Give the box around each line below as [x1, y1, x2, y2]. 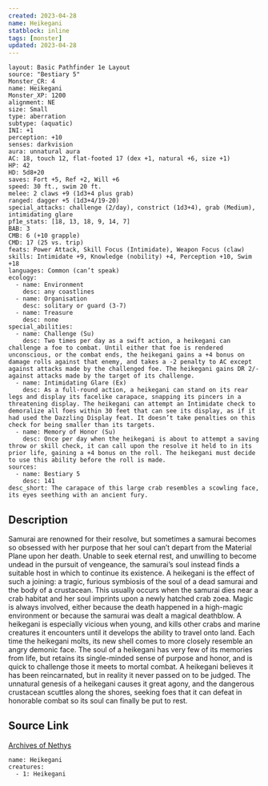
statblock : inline [8, 26, 70, 34]
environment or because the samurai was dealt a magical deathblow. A [8, 611, 242, 620]
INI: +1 [8, 127, 34, 135]
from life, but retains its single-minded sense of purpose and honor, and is [8, 653, 253, 663]
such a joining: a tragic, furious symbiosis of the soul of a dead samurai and [8, 576, 258, 586]
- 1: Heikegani [15, 770, 66, 778]
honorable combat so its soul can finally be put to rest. [8, 695, 188, 705]
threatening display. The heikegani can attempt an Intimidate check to [8, 400, 256, 409]
